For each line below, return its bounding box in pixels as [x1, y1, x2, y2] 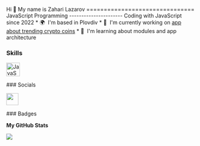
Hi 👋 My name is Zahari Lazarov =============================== [6, 6, 195, 13]
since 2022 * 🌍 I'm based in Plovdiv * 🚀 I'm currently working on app [6, 19, 182, 26]
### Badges [6, 110, 37, 117]
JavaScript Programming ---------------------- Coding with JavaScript [6, 12, 182, 19]
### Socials [6, 81, 36, 88]
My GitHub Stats [6, 122, 49, 129]
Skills [6, 49, 23, 57]
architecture [6, 34, 37, 41]
